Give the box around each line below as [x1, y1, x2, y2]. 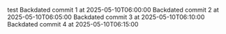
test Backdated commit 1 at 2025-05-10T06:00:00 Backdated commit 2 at [7, 6, 220, 14]
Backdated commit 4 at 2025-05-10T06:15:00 [7, 20, 139, 28]
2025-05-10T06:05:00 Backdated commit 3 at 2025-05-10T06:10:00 [7, 13, 205, 21]
